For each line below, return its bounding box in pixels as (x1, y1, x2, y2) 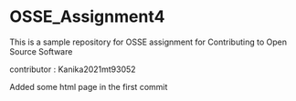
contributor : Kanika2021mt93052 (9, 64, 136, 75)
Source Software (9, 45, 73, 56)
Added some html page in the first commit (9, 81, 168, 92)
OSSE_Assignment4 (9, 6, 165, 27)
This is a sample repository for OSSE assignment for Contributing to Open (9, 36, 288, 47)
